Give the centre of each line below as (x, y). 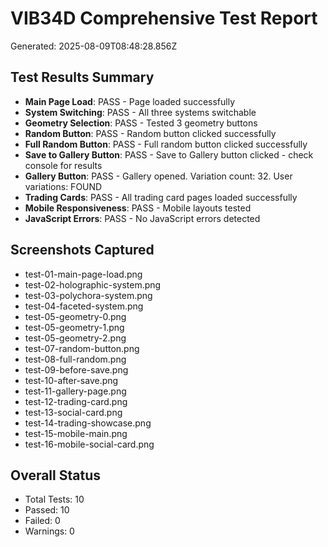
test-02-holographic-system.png (93, 284)
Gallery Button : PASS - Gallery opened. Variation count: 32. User (158, 176)
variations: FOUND (63, 186)
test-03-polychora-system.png (88, 295)
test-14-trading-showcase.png (88, 423)
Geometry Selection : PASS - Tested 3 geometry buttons (141, 123)
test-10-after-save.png (71, 380)
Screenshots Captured (82, 250)
